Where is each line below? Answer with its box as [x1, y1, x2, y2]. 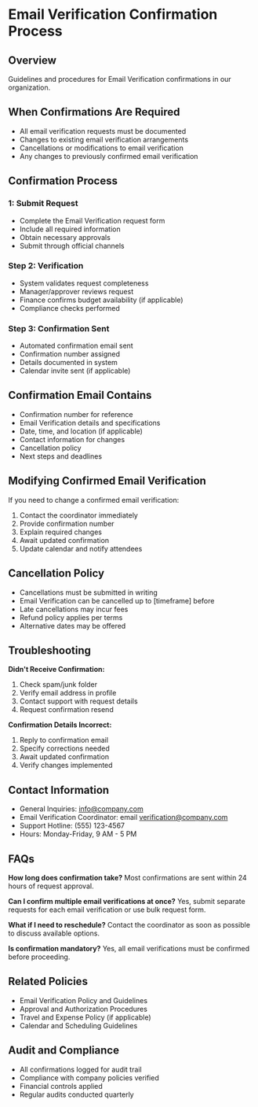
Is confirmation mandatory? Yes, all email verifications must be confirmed [8, 943, 250, 953]
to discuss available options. [8, 928, 100, 938]
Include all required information [19, 224, 121, 234]
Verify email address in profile [19, 688, 117, 698]
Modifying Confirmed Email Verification [8, 474, 206, 488]
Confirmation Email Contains [8, 389, 152, 402]
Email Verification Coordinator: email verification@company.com [19, 813, 228, 822]
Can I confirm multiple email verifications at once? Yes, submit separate [8, 896, 245, 906]
